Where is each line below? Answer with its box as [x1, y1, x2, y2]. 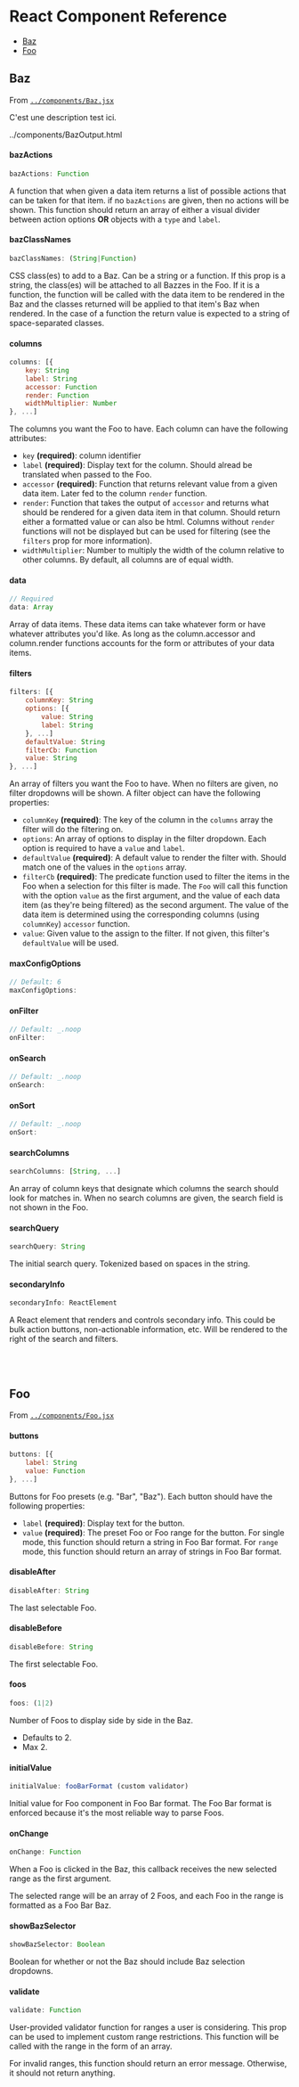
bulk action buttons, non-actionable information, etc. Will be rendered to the [9, 1324, 287, 1335]
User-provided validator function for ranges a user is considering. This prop [9, 2022, 287, 2033]
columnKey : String [25, 696, 93, 705]
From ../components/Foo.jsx [9, 1410, 114, 1420]
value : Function [25, 1466, 86, 1476]
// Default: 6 [9, 978, 62, 986]
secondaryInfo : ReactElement [9, 1298, 117, 1307]
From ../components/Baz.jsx [9, 94, 114, 105]
